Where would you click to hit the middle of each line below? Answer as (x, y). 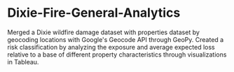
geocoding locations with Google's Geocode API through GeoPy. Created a (116, 39)
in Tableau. (23, 62)
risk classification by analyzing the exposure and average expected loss (111, 47)
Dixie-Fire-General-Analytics (94, 13)
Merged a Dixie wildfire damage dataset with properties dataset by (103, 32)
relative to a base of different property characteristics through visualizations (117, 55)
